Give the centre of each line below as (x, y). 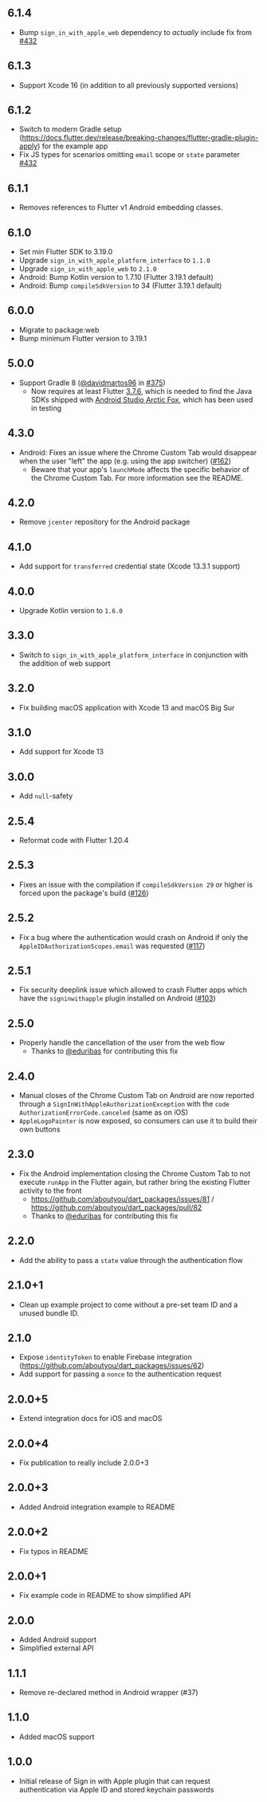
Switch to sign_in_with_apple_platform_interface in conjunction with (133, 655)
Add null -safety (46, 796)
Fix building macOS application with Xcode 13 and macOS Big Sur (127, 707)
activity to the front (50, 1190)
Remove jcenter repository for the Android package (104, 522)
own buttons (39, 1129)
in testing (46, 408)
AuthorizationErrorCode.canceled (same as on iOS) (104, 1112)
